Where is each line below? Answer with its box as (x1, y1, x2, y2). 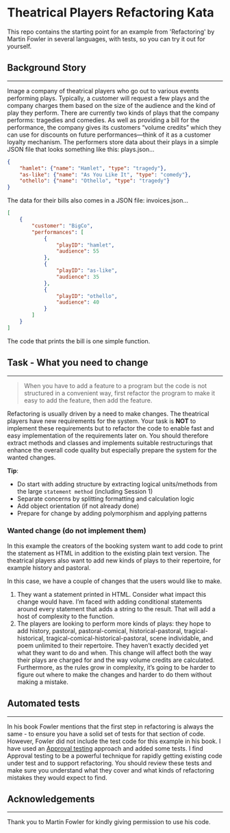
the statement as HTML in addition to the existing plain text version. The (7, 549, 210, 557)
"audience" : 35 (55, 273, 99, 280)
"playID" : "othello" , (55, 293, 118, 299)
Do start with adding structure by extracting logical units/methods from (16, 479, 218, 488)
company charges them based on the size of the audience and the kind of (7, 101, 216, 109)
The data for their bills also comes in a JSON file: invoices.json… (7, 196, 189, 205)
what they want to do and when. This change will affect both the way (16, 648, 212, 657)
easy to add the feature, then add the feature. (23, 396, 153, 404)
